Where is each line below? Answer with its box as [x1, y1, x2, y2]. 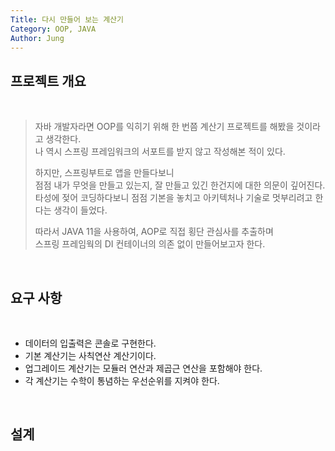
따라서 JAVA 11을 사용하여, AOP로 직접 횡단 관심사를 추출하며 [34, 226, 274, 238]
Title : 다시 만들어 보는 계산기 [10, 14, 124, 25]
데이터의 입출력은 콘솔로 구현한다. [24, 337, 157, 349]
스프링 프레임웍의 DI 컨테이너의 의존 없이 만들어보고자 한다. [34, 238, 266, 250]
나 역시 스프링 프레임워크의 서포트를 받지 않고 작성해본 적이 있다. [34, 146, 286, 158]
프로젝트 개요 [10, 72, 87, 90]
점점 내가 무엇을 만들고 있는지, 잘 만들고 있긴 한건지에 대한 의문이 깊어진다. [34, 179, 326, 191]
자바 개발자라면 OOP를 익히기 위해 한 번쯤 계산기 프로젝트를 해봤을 [34, 121, 295, 133]
